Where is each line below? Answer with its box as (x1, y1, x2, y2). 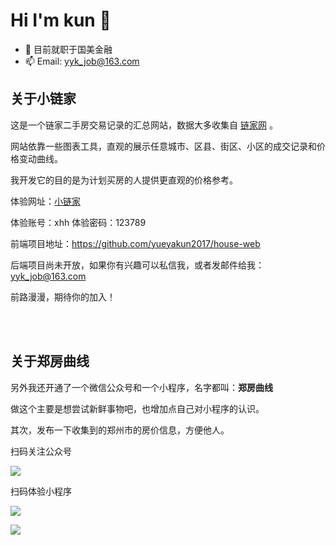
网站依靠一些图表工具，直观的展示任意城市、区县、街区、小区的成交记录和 (10, 140, 317, 152)
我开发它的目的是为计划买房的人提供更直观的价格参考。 (10, 174, 238, 186)
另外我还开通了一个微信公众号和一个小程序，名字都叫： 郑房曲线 (10, 381, 273, 393)
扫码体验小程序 (10, 485, 72, 497)
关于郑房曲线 (10, 353, 90, 370)
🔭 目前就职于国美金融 (24, 43, 113, 55)
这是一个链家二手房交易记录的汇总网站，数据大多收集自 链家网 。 (10, 119, 278, 131)
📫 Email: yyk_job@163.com (24, 55, 140, 67)
